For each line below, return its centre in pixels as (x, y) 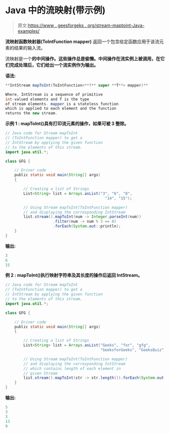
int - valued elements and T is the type (47, 99)
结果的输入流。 (30, 48)
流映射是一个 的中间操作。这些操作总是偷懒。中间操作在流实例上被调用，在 (83, 58)
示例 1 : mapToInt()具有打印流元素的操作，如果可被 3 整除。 (67, 124)
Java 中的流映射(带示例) (55, 10)
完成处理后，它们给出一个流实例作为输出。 (54, 65)
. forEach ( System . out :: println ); (87, 226)
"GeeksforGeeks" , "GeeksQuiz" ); (134, 350)
